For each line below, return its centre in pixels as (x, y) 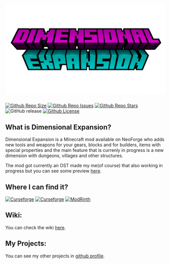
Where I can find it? (37, 187)
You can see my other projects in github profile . (55, 256)
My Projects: (26, 244)
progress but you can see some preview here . (53, 171)
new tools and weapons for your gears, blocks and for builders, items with (83, 145)
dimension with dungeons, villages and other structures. (64, 156)
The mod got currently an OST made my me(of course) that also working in (84, 166)
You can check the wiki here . (36, 227)
